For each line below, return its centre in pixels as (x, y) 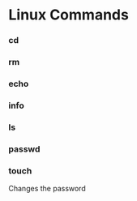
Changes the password (47, 189)
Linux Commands (69, 15)
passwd (24, 149)
